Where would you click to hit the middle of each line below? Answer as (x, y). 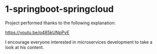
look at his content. (25, 47)
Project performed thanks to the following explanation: (60, 23)
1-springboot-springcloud (59, 9)
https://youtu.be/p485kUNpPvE (37, 32)
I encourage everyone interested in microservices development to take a (79, 42)
